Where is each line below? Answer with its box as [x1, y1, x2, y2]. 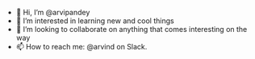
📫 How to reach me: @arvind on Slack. [15, 42, 148, 51]
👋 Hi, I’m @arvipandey [15, 8, 90, 17]
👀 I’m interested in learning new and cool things [15, 16, 175, 26]
